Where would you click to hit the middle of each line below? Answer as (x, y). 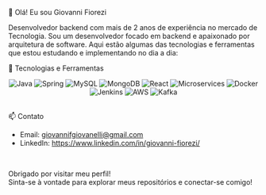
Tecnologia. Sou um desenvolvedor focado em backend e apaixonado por (129, 36)
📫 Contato (26, 116)
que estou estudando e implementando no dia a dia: (93, 53)
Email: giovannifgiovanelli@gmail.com (81, 134)
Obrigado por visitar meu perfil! (60, 174)
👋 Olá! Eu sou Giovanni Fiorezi (58, 12)
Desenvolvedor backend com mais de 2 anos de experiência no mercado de (133, 27)
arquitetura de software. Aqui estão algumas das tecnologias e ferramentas (132, 44)
